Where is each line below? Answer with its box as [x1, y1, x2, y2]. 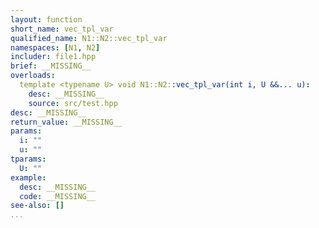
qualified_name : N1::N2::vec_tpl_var [10, 33, 168, 43]
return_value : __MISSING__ [10, 117, 123, 127]
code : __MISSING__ [19, 191, 97, 201]
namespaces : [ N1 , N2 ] [10, 42, 101, 53]
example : [10, 172, 47, 183]
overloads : [10, 71, 56, 81]
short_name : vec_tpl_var [10, 24, 114, 34]
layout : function [10, 14, 83, 25]
